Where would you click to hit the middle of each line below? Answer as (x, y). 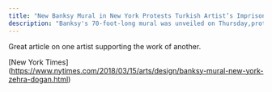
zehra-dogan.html (38, 79)
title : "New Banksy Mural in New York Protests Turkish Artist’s (121, 16)
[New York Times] (38, 62)
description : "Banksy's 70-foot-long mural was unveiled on (112, 23)
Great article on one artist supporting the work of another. (105, 46)
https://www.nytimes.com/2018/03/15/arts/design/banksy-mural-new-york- (137, 70)
